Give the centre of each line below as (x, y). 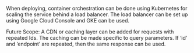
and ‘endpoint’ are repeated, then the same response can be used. (86, 44)
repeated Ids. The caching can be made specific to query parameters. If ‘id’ (97, 38)
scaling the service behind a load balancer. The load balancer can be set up (97, 14)
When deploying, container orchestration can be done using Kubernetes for (97, 8)
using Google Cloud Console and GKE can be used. (68, 20)
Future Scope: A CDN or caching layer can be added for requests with (90, 32)
